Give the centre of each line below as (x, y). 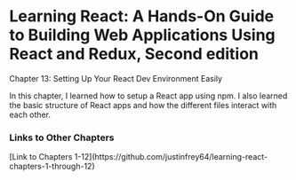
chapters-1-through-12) (52, 167)
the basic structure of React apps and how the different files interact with (143, 105)
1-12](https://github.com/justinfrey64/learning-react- (171, 157)
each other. (30, 114)
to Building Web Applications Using (142, 35)
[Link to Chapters (41, 157)
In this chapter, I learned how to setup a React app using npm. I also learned (148, 96)
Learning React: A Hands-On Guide (141, 16)
